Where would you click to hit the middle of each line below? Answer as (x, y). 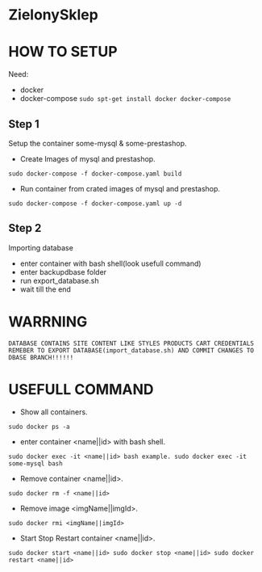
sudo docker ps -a (39, 427)
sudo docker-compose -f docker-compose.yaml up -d (95, 204)
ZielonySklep (53, 15)
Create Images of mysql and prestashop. (87, 158)
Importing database (41, 247)
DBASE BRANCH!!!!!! (41, 357)
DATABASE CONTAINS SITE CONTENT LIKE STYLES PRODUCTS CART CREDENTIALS (131, 343)
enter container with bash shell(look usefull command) (110, 263)
